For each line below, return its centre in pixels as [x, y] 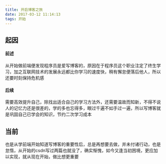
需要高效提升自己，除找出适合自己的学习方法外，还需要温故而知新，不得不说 [83, 102]
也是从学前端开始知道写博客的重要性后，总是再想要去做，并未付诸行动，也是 [83, 144]
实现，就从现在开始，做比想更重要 [44, 157]
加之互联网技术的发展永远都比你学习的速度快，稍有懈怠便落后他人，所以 [87, 72]
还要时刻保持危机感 [25, 78]
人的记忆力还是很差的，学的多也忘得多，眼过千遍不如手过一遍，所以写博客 [81, 108]
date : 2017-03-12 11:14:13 [33, 14]
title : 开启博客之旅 [24, 10]
